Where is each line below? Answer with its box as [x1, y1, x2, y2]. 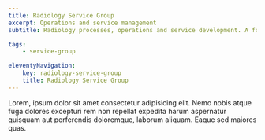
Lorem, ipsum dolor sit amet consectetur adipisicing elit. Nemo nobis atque [8, 98, 252, 107]
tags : [8, 40, 26, 48]
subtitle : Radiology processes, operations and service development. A [8, 26, 248, 34]
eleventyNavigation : [8, 62, 77, 70]
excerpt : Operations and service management [8, 19, 157, 27]
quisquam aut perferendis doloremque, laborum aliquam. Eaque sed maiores [8, 115, 257, 124]
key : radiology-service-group [22, 69, 122, 77]
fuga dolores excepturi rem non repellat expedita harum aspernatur [8, 106, 227, 116]
